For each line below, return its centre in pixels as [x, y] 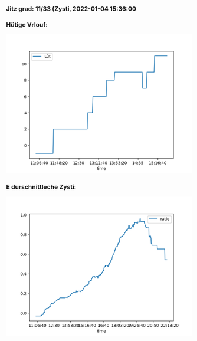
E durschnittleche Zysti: [41, 187]
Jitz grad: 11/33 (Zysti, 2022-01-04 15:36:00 [71, 9]
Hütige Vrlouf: [27, 24]
